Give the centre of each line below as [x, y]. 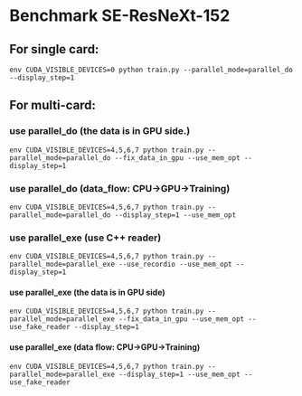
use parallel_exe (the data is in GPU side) [87, 292]
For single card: [54, 49]
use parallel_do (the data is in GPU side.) [100, 131]
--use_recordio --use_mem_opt [175, 264]
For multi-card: [53, 105]
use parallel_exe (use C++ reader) [85, 238]
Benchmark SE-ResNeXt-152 [120, 16]
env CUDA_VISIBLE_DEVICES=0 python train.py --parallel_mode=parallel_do [151, 70]
